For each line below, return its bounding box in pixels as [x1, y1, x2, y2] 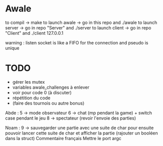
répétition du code [12, 95, 51, 101]
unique [5, 45, 19, 51]
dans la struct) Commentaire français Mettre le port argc [5, 135, 121, 141]
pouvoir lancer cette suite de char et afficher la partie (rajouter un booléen [5, 130, 158, 136]
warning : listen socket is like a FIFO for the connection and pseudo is [5, 39, 148, 45]
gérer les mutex [12, 79, 45, 85]
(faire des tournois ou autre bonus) [12, 100, 84, 106]
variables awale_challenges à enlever [12, 84, 89, 90]
